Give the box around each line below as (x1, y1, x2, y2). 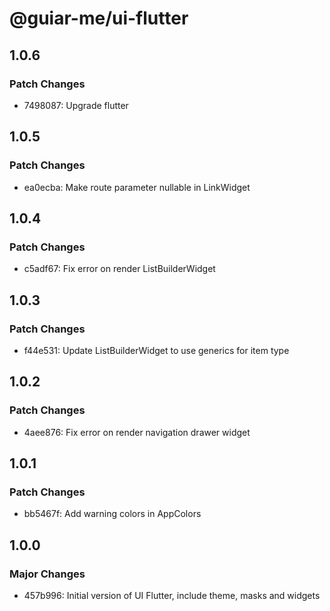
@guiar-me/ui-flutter (9, 7, 189, 30)
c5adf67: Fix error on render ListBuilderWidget (23, 263, 216, 275)
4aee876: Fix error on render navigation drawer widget (23, 426, 251, 438)
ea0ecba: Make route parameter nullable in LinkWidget (23, 181, 251, 193)
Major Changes (9, 567, 86, 581)
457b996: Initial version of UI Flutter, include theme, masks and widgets (23, 590, 321, 601)
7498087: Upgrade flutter (23, 99, 129, 111)
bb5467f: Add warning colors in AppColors (23, 508, 202, 520)
